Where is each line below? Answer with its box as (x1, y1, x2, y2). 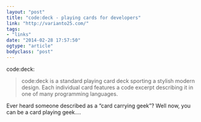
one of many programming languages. (21, 90, 118, 98)
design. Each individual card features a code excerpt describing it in (21, 84, 194, 91)
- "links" (6, 32, 32, 38)
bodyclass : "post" (6, 49, 53, 55)
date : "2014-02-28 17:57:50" (6, 37, 81, 43)
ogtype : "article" (6, 43, 53, 49)
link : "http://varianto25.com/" (6, 20, 89, 26)
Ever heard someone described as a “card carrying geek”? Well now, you (6, 102, 191, 109)
